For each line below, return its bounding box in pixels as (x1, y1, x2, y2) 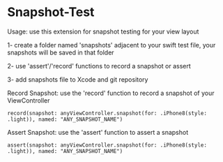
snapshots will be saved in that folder (7, 48, 114, 57)
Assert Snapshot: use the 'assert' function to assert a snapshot (7, 128, 189, 136)
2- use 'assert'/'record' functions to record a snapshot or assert (7, 61, 192, 70)
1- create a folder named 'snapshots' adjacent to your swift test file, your (7, 40, 216, 49)
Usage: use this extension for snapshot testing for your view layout (7, 27, 199, 36)
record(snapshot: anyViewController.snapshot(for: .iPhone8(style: (7, 110, 208, 117)
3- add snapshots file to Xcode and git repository (7, 75, 148, 84)
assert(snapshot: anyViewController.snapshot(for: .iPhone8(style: (7, 141, 208, 149)
